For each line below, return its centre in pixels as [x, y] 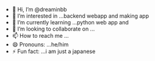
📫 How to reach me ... [40, 36]
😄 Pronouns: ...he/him [40, 45]
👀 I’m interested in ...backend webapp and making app [81, 16]
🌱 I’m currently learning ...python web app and [70, 22]
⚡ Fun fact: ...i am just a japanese [54, 51]
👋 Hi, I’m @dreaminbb [39, 9]
